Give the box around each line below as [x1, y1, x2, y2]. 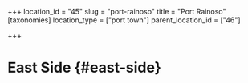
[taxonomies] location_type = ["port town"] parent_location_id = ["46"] [7, 15, 242, 25]
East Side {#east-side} [7, 59, 162, 77]
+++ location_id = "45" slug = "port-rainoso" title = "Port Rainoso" [7, 7, 226, 16]
